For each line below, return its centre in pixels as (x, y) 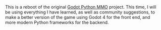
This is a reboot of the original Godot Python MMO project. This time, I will (81, 7)
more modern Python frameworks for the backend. (57, 22)
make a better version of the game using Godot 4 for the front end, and (78, 17)
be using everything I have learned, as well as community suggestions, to (80, 12)
